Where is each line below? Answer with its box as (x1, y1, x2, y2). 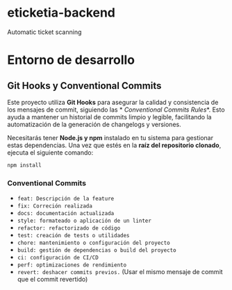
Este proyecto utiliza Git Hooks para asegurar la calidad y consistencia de (7, 98, 219, 106)
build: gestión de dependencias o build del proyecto (17, 247, 176, 254)
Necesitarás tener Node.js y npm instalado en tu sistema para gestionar (7, 133, 214, 142)
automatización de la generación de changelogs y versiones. (7, 120, 182, 128)
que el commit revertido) (17, 275, 88, 284)
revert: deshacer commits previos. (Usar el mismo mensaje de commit (17, 268, 224, 276)
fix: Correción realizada (17, 203, 92, 210)
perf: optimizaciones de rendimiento (17, 262, 127, 268)
